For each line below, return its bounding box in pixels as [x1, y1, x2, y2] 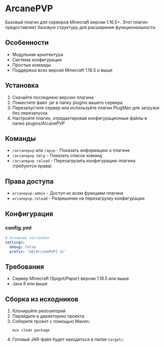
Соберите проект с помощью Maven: [12, 319, 90, 324]
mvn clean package [12, 328, 50, 333]
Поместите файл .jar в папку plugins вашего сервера [12, 99, 123, 105]
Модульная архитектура [12, 51, 64, 57]
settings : [5, 240, 25, 245]
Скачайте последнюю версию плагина [12, 94, 94, 100]
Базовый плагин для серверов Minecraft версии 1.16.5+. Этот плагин [5, 19, 148, 25]
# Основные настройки [5, 235, 49, 240]
